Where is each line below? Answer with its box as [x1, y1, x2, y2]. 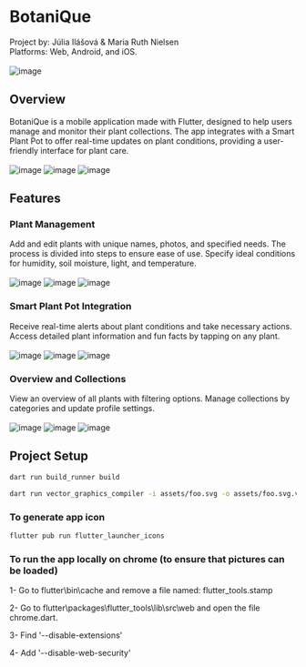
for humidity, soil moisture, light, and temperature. [9, 258, 198, 269]
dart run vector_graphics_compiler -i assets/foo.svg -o [9, 489, 230, 498]
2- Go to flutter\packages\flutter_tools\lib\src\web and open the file [9, 602, 261, 613]
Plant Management [9, 218, 96, 231]
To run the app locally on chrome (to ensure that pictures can [9, 552, 285, 565]
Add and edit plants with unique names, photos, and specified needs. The [9, 238, 287, 249]
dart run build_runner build [9, 472, 120, 481]
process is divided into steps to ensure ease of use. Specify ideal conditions [9, 248, 296, 259]
